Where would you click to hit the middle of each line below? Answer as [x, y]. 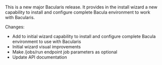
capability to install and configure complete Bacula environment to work [78, 12]
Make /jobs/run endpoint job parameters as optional [65, 52]
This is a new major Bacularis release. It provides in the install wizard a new [81, 7]
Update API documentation [40, 57]
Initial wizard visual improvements [46, 47]
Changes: [15, 27]
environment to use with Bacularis [47, 42]
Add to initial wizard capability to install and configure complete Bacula [84, 36]
